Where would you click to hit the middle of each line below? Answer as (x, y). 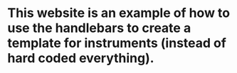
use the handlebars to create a (99, 28)
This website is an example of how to (118, 13)
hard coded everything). (81, 58)
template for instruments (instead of (117, 43)
